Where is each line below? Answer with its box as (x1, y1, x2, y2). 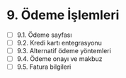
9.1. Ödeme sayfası (16, 30, 72, 39)
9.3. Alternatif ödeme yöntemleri (16, 47, 111, 55)
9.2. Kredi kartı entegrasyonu (16, 39, 102, 47)
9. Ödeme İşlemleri (6, 7, 120, 23)
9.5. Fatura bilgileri (16, 62, 71, 71)
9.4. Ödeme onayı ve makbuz (16, 55, 103, 63)
